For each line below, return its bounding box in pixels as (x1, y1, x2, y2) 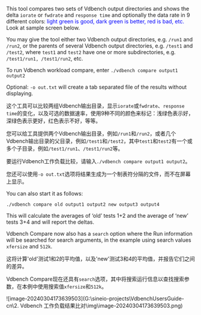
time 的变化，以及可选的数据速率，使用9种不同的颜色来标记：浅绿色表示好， (6, 110, 194, 116)
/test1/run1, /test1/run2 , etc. (6, 55, 83, 62)
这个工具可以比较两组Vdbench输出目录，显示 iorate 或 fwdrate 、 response (6, 102, 185, 109)
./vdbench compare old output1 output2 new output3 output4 (6, 202, 160, 208)
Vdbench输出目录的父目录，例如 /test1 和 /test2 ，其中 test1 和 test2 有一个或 (6, 137, 193, 145)
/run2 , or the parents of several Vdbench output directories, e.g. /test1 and (6, 42, 193, 49)
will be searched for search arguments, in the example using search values (6, 236, 191, 244)
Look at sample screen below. (6, 24, 80, 31)
